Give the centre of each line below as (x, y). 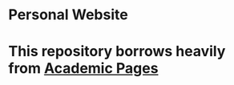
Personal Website (68, 15)
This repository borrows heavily (117, 52)
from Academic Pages (83, 69)
